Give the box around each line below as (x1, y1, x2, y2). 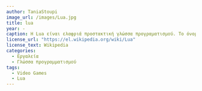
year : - (6, 25, 26, 32)
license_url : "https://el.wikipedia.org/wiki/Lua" (6, 37, 136, 43)
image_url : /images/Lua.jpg (6, 14, 77, 20)
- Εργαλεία (11, 53, 39, 59)
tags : (6, 64, 20, 71)
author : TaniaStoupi (6, 8, 58, 15)
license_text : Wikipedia (6, 43, 69, 48)
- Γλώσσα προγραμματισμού (11, 59, 77, 65)
